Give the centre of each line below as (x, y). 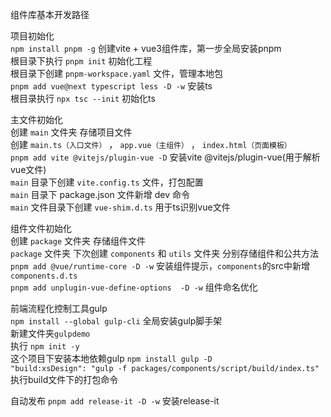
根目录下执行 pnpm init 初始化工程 (81, 61)
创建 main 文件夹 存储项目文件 (71, 132)
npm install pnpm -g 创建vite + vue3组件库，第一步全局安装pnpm (146, 48)
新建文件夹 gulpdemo (50, 333)
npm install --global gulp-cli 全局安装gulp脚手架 (116, 321)
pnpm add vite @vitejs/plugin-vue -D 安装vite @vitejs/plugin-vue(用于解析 (165, 157)
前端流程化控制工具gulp (59, 308)
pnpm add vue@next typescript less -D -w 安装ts (111, 86)
